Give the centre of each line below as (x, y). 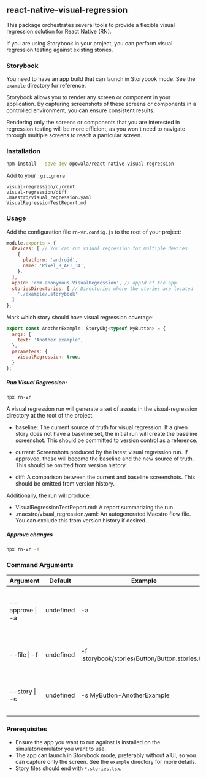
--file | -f (24, 655)
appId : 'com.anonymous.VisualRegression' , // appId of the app (94, 283)
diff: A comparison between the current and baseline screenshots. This (105, 477)
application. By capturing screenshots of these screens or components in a (101, 104)
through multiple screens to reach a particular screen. (74, 135)
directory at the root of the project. (50, 415)
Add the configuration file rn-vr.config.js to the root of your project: (94, 232)
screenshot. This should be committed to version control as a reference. (106, 440)
